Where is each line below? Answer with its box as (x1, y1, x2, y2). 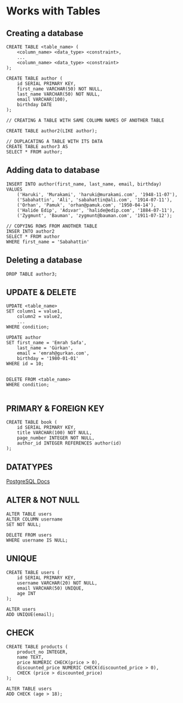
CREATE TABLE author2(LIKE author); (6, 128, 97, 134)
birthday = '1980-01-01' (17, 356, 79, 362)
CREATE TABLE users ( (6, 569, 60, 575)
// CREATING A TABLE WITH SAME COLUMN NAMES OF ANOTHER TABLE (6, 118, 164, 124)
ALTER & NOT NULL (6, 495, 80, 505)
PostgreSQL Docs (6, 478, 50, 485)
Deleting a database (6, 255, 83, 265)
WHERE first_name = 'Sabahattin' (6, 239, 90, 245)
